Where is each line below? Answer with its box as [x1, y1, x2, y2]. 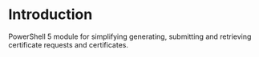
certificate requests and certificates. [8, 40, 128, 49]
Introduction [8, 6, 93, 24]
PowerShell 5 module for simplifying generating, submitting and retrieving [8, 32, 252, 41]
